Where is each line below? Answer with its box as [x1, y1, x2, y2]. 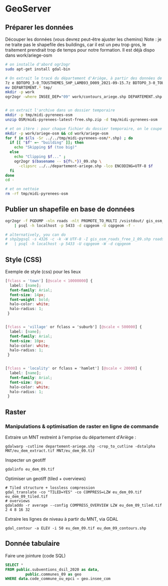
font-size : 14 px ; [9, 292, 46, 298]
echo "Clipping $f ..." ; [14, 154, 66, 159]
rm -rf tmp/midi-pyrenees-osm [5, 191, 68, 196]
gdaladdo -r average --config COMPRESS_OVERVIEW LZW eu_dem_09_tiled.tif [5, 503, 162, 508]
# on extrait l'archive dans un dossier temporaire [5, 108, 115, 113]
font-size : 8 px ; [9, 380, 43, 385]
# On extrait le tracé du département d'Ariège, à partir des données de [5, 76, 162, 81]
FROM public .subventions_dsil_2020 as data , [5, 567, 99, 572]
